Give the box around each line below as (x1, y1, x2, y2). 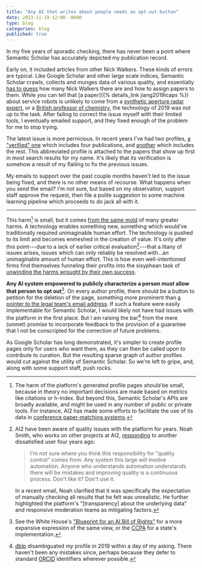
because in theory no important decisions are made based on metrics (14, 388, 188, 395)
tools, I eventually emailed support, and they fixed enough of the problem (6, 117, 188, 124)
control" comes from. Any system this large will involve (29, 456, 167, 463)
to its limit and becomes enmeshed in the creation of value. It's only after (6, 236, 187, 243)
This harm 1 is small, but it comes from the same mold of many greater (6, 215, 179, 223)
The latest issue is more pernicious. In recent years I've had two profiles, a (6, 135, 191, 142)
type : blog (6, 20, 34, 26)
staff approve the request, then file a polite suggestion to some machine (6, 192, 185, 199)
